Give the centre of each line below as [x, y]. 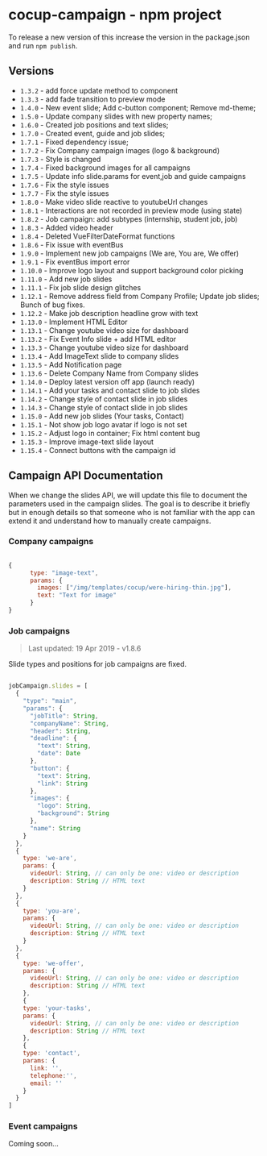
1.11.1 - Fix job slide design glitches [80, 287]
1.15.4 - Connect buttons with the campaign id [98, 450]
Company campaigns [51, 542]
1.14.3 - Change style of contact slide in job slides [104, 407]
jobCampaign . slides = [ [48, 686]
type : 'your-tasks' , [57, 1008]
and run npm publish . [43, 45]
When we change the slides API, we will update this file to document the [128, 495]
